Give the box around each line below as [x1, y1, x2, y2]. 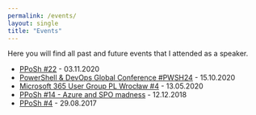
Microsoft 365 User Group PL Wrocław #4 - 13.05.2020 [19, 81, 204, 91]
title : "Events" [7, 27, 62, 35]
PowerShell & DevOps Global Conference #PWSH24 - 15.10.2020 [19, 73, 236, 83]
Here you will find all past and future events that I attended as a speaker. [7, 49, 249, 59]
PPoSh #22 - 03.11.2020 [19, 64, 100, 74]
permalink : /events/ [7, 11, 78, 20]
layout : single [7, 19, 59, 27]
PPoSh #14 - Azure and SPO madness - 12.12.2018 [19, 90, 187, 100]
